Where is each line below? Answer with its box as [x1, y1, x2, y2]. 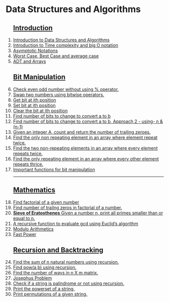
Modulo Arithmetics [13, 225, 54, 232]
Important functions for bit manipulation [13, 166, 95, 172]
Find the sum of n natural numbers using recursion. [13, 259, 119, 265]
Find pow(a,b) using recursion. [13, 264, 77, 270]
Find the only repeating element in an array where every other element [13, 156, 159, 162]
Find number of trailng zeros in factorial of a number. [13, 204, 122, 210]
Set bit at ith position [13, 102, 56, 108]
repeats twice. [13, 150, 43, 157]
